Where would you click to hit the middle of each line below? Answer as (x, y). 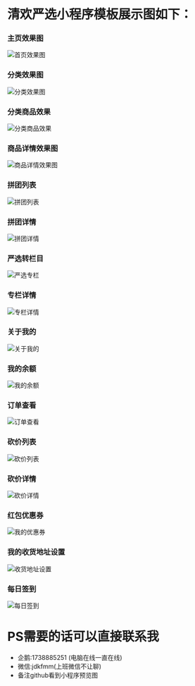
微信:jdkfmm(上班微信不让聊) (59, 666)
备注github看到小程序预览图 (58, 675)
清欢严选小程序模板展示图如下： (100, 14)
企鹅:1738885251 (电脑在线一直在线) (70, 657)
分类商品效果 (29, 111)
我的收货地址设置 (36, 552)
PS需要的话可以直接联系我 (83, 637)
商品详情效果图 (33, 148)
